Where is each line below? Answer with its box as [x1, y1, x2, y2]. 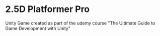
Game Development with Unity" [5, 25, 70, 31]
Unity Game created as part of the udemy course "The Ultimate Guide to [5, 20, 155, 26]
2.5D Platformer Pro [5, 3, 90, 15]
